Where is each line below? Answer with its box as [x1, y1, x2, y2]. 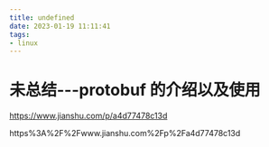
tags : [9, 30, 30, 39]
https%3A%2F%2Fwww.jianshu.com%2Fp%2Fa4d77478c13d [9, 128, 241, 139]
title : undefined [9, 13, 75, 23]
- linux [9, 38, 39, 48]
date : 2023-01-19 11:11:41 [9, 22, 111, 31]
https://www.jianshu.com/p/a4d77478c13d [9, 110, 168, 122]
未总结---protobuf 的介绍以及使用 [9, 80, 261, 100]
